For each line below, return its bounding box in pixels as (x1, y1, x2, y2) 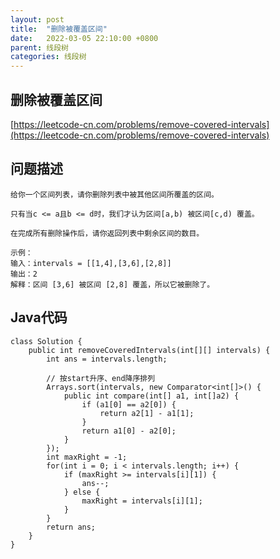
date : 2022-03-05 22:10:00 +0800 (10, 33, 159, 43)
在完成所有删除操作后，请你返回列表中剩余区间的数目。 (10, 228, 205, 238)
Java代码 (10, 309, 68, 326)
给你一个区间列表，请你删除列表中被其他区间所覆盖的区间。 (10, 189, 219, 200)
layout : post (10, 14, 65, 25)
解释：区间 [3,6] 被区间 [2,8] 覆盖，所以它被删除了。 (10, 279, 215, 290)
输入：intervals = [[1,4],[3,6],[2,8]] (10, 258, 172, 268)
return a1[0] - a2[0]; (81, 426, 177, 436)
